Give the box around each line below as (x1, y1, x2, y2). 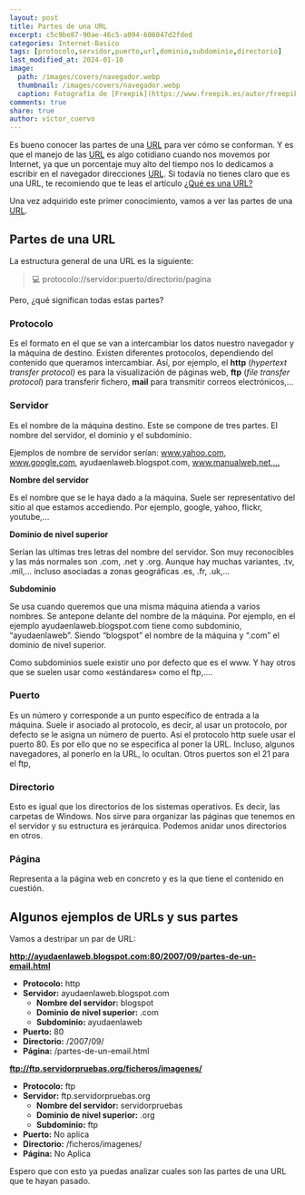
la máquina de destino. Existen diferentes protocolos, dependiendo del (9, 348, 274, 358)
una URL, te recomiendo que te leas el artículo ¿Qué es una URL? (9, 178, 253, 189)
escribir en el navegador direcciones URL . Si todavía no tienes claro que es (9, 169, 290, 180)
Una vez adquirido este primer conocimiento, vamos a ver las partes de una (9, 196, 293, 207)
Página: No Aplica (22, 1149, 91, 1160)
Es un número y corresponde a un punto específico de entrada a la (9, 710, 260, 720)
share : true (9, 106, 54, 115)
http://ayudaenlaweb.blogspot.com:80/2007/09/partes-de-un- (9, 951, 257, 962)
